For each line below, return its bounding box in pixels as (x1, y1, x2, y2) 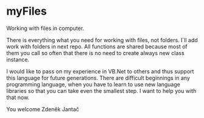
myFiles (6, 4, 47, 18)
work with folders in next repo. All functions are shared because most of (6, 43, 188, 50)
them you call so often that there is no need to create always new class (6, 49, 185, 56)
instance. (6, 56, 30, 63)
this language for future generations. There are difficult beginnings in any (6, 74, 191, 81)
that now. (6, 94, 30, 101)
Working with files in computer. (6, 24, 85, 32)
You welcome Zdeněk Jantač (6, 105, 79, 112)
